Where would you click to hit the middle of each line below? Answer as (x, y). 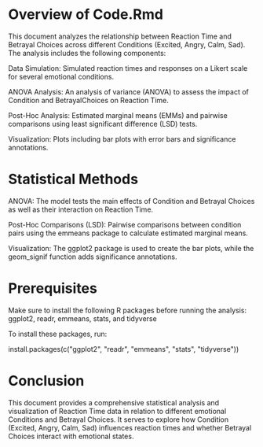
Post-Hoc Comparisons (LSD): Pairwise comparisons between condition (125, 224)
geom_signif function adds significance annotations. (93, 257)
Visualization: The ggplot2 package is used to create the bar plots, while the (131, 248)
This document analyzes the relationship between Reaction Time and (120, 36)
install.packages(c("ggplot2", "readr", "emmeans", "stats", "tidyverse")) (124, 349)
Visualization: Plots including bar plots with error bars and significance (122, 139)
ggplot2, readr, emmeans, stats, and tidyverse (82, 318)
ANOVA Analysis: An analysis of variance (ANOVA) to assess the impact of (129, 91)
